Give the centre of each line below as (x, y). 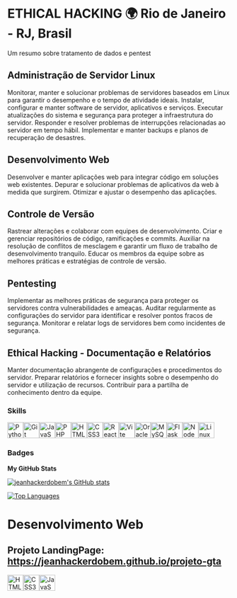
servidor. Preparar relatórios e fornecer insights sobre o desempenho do (113, 377)
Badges (21, 453)
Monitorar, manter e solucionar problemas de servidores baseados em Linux (118, 92)
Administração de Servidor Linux (81, 75)
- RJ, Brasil (40, 34)
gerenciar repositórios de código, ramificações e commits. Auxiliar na (109, 238)
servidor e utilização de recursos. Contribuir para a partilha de (98, 385)
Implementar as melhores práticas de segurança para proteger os (103, 301)
